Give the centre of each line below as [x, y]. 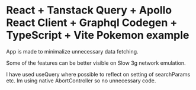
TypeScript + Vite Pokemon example [98, 35]
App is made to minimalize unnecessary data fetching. [72, 51]
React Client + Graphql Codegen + [92, 23]
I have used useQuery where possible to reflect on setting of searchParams [98, 74]
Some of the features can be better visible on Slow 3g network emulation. [96, 63]
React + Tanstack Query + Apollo [89, 10]
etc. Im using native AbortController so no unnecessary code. [81, 81]
